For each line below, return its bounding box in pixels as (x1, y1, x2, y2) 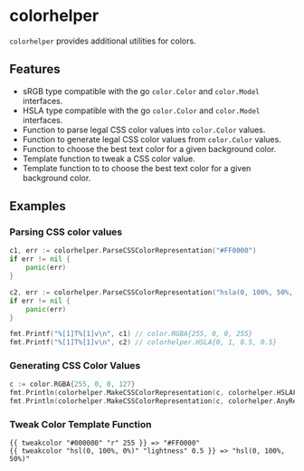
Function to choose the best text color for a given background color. (22, 143, 277, 154)
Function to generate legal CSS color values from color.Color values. (22, 133, 282, 145)
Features (9, 62, 61, 77)
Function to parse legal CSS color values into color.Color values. (22, 124, 266, 135)
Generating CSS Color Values (9, 360, 141, 372)
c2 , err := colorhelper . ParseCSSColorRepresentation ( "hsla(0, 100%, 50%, (9, 287, 294, 297)
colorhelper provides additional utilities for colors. (9, 35, 196, 46)
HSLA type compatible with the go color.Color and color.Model (22, 105, 261, 116)
